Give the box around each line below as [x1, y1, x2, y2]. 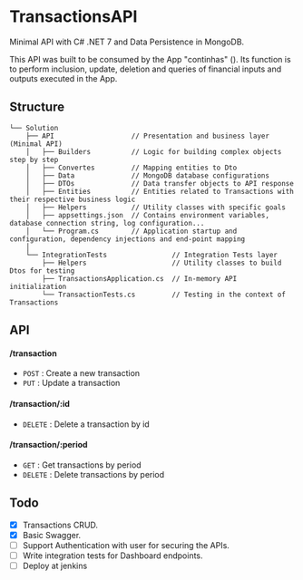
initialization [9, 282, 67, 291]
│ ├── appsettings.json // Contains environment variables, [25, 210, 270, 219]
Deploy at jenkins [22, 560, 88, 571]
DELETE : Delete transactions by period [22, 469, 165, 479]
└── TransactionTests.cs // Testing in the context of [42, 290, 286, 299]
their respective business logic [9, 195, 136, 204]
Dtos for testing [9, 266, 75, 275]
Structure [9, 100, 65, 115]
